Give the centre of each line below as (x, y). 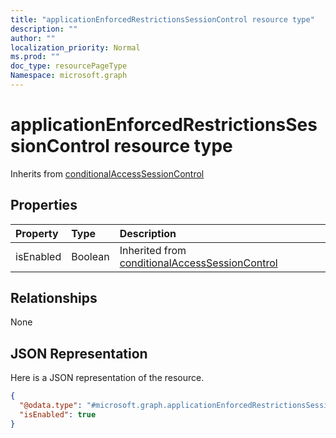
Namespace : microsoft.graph (69, 76)
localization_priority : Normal (75, 47)
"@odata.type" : (51, 406)
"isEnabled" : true (58, 415)
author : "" (33, 38)
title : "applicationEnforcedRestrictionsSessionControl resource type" (162, 19)
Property (37, 233)
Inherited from (153, 250)
